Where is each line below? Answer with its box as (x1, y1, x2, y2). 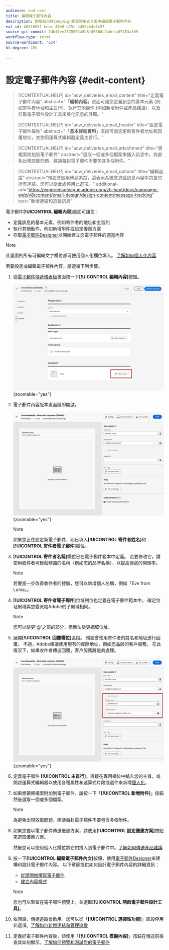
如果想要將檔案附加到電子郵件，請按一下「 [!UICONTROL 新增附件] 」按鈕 (13, 790, 164, 796)
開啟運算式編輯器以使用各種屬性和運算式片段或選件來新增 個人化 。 (13, 779, 149, 785)
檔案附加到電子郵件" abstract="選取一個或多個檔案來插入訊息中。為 (18, 151, 158, 157)
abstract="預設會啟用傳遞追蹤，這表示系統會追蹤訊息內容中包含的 (26, 174, 162, 181)
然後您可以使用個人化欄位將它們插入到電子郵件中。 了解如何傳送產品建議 (13, 844, 162, 850)
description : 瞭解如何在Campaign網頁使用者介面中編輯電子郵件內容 (6, 19, 132, 24)
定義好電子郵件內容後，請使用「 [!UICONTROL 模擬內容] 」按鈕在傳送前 (13, 933, 159, 939)
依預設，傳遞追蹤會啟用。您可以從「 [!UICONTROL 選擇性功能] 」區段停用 (13, 916, 164, 922)
